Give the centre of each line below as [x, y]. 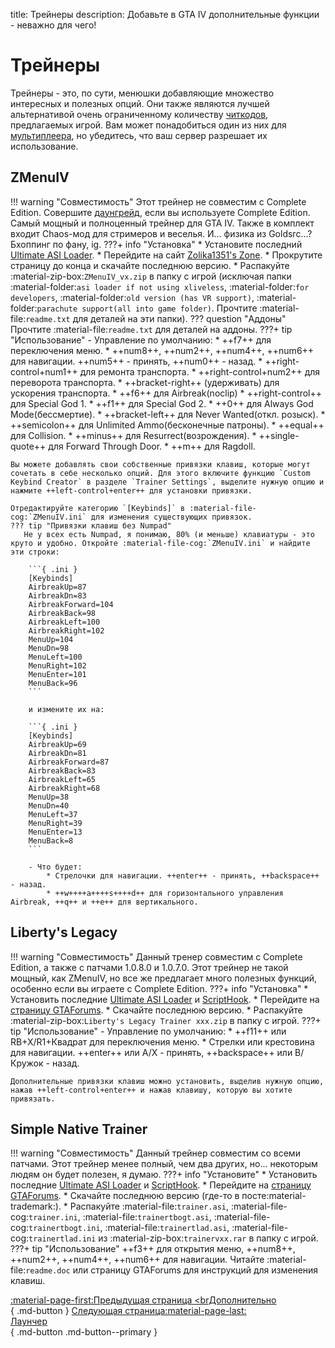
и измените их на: [66, 709]
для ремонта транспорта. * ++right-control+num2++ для [200, 371]
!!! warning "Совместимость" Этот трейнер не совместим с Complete [158, 201]
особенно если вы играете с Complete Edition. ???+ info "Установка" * [159, 988]
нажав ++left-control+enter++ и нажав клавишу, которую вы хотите [151, 1090]
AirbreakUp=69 [57, 744]
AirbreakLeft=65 [62, 779]
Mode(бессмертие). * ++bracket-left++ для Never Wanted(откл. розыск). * [168, 414]
